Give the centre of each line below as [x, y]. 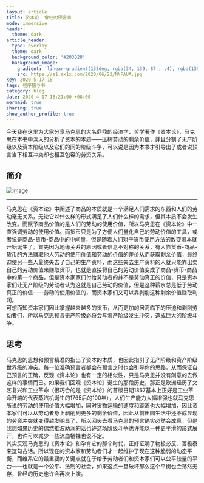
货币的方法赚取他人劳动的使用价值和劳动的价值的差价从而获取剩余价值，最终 [102, 255]
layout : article [27, 12]
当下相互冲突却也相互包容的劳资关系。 [59, 155]
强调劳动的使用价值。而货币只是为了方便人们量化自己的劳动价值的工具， [102, 232]
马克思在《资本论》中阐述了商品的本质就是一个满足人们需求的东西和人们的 [99, 209]
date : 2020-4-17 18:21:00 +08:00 [49, 97]
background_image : [35, 63]
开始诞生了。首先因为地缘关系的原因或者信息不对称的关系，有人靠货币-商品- [102, 247]
